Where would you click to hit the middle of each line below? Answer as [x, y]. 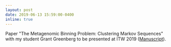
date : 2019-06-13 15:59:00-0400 [40, 15]
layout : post [19, 10]
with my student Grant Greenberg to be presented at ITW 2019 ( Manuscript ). [86, 39]
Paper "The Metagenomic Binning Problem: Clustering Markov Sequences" [84, 34]
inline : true [19, 19]
